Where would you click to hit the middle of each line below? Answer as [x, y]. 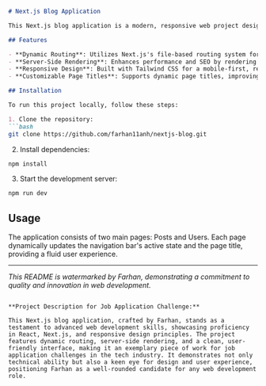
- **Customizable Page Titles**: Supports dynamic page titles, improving [134, 76]
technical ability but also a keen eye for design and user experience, [131, 362]
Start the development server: [68, 179]
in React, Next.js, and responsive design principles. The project [122, 334]
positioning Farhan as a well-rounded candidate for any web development [133, 369]
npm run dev [28, 193]
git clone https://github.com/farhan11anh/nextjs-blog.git [108, 134]
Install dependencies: [55, 149]
